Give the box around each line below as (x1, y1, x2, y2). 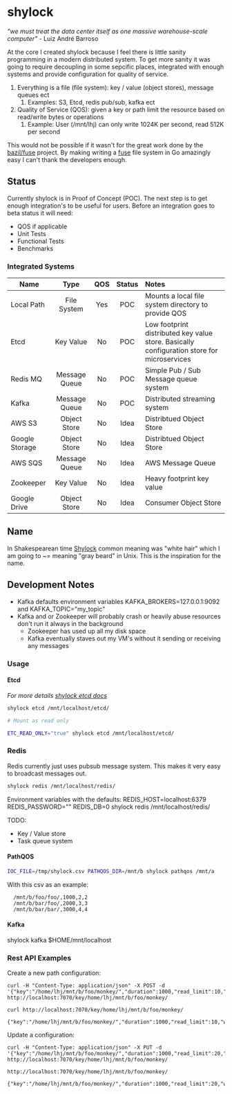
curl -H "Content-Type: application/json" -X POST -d (7, 983, 166, 989)
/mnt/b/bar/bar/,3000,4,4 (13, 906, 88, 913)
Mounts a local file (144, 292, 205, 301)
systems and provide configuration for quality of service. (7, 70, 169, 78)
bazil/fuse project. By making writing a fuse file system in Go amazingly (7, 148, 211, 156)
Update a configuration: (7, 1031, 75, 1039)
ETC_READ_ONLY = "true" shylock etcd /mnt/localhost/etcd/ (7, 730, 175, 737)
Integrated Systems (7, 261, 75, 271)
